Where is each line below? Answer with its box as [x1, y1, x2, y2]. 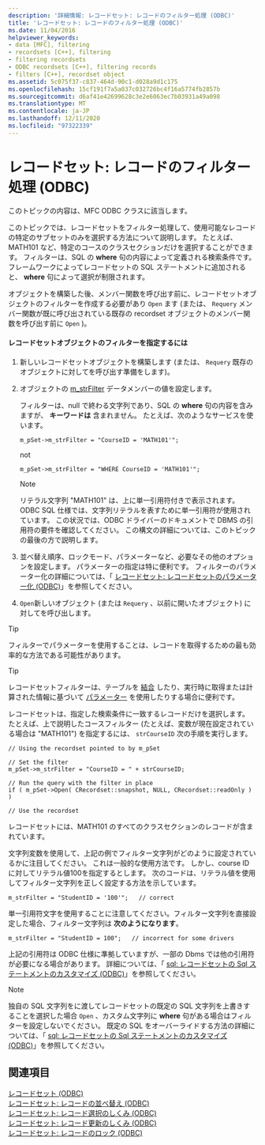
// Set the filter [8, 758, 69, 766]
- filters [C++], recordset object [8, 70, 125, 78]
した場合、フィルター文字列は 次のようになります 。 [14, 918, 183, 928]
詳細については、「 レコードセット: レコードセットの [54, 571, 223, 581]
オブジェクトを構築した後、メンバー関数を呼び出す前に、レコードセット [8, 289, 243, 298]
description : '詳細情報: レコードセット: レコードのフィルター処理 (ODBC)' [8, 11, 235, 20]
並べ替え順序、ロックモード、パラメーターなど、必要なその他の [19, 551, 227, 561]
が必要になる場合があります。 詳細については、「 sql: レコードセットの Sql [8, 958, 248, 969]
